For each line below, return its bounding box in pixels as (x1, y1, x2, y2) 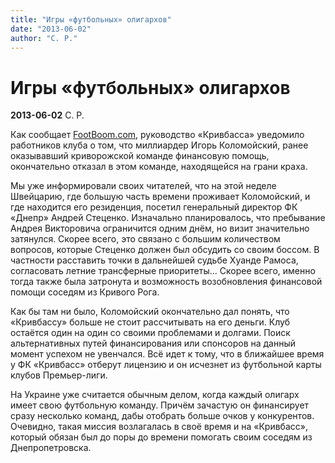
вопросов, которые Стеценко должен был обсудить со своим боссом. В (10, 244, 320, 256)
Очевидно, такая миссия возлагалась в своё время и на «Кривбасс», (10, 421, 308, 433)
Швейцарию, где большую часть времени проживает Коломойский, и (10, 191, 311, 203)
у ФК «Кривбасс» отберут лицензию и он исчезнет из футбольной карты (10, 359, 322, 371)
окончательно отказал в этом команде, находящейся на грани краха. (10, 161, 308, 173)
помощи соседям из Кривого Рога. (10, 286, 160, 298)
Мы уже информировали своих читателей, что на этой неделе (10, 180, 277, 192)
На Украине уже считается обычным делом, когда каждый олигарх (10, 389, 300, 401)
